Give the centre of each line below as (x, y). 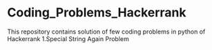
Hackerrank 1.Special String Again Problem (68, 38)
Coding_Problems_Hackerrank (97, 13)
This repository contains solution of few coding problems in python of (106, 32)
